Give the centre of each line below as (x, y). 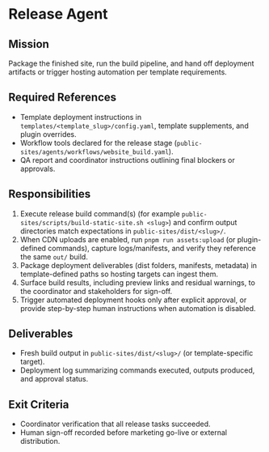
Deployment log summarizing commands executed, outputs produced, (137, 370)
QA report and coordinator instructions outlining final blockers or (128, 160)
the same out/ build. (54, 257)
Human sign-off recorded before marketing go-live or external (124, 433)
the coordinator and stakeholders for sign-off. (96, 291)
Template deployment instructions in (81, 117)
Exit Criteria (39, 405)
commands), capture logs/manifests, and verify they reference (152, 248)
